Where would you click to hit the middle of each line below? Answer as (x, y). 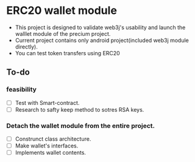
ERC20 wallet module (62, 11)
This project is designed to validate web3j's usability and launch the (100, 27)
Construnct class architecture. (53, 139)
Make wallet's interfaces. (47, 146)
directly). (27, 47)
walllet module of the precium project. (63, 33)
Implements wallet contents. (51, 153)
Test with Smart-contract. (47, 103)
